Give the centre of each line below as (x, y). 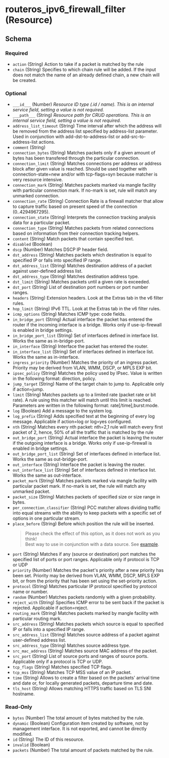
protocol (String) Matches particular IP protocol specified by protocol (85, 586)
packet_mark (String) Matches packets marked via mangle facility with (85, 481)
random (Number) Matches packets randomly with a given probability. (84, 597)
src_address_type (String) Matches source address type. (71, 646)
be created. (24, 80)
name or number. (30, 592)
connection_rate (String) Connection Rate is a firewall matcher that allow (88, 201)
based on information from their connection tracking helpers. (76, 233)
